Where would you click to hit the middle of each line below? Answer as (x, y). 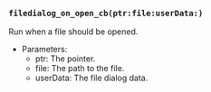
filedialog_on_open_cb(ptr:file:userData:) (106, 13)
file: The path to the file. (80, 69)
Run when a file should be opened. (73, 32)
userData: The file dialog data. (91, 78)
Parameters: (44, 50)
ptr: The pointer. (65, 59)
